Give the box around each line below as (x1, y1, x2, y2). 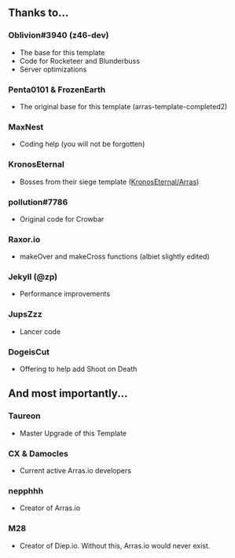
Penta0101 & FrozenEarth (8, 84, 106, 95)
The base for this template (19, 47, 105, 57)
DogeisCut (8, 346, 50, 357)
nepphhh (8, 485, 44, 496)
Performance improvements (19, 289, 111, 299)
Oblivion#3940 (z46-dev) (8, 30, 109, 41)
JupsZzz (8, 309, 42, 320)
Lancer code (19, 326, 61, 336)
